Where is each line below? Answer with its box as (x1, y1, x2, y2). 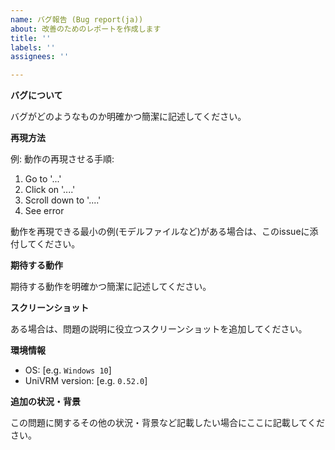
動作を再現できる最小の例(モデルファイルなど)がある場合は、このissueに (10, 226, 310, 238)
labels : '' (10, 42, 56, 53)
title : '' (10, 33, 52, 43)
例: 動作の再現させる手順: (10, 153, 115, 165)
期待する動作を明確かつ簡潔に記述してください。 (10, 281, 212, 293)
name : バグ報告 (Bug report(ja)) (10, 14, 144, 25)
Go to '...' (24, 173, 62, 185)
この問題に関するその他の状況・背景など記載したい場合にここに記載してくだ (10, 417, 325, 429)
